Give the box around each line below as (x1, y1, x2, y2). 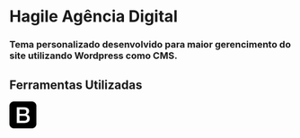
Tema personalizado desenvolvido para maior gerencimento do (9, 39, 292, 51)
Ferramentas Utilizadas (9, 77, 143, 92)
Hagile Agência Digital (9, 6, 178, 27)
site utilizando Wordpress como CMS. (9, 49, 178, 62)
